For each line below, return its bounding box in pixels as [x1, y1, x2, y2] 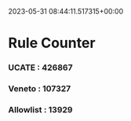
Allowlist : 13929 [8, 104, 73, 115]
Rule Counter [8, 35, 96, 52]
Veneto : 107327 [8, 83, 71, 94]
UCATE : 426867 [8, 62, 73, 73]
